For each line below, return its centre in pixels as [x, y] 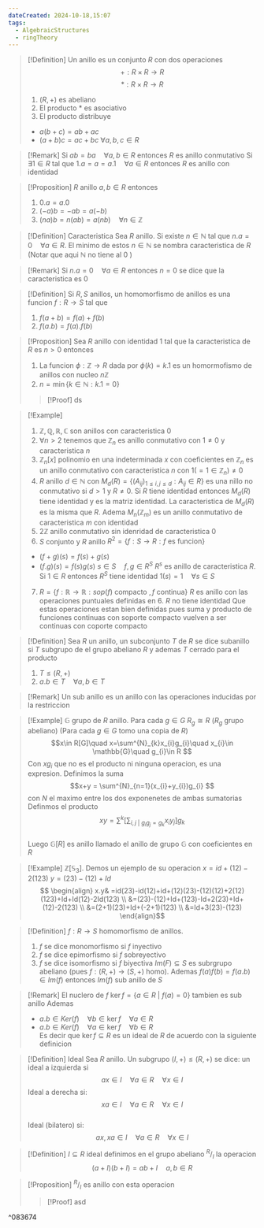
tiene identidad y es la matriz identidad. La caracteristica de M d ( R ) [147, 503]
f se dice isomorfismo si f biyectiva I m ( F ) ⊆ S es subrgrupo [136, 963]
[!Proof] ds [65, 400]
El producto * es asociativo [83, 108]
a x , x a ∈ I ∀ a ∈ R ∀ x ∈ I [142, 1137]
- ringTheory [37, 37]
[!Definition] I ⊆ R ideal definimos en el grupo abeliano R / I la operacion [142, 1154]
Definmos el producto [63, 807]
